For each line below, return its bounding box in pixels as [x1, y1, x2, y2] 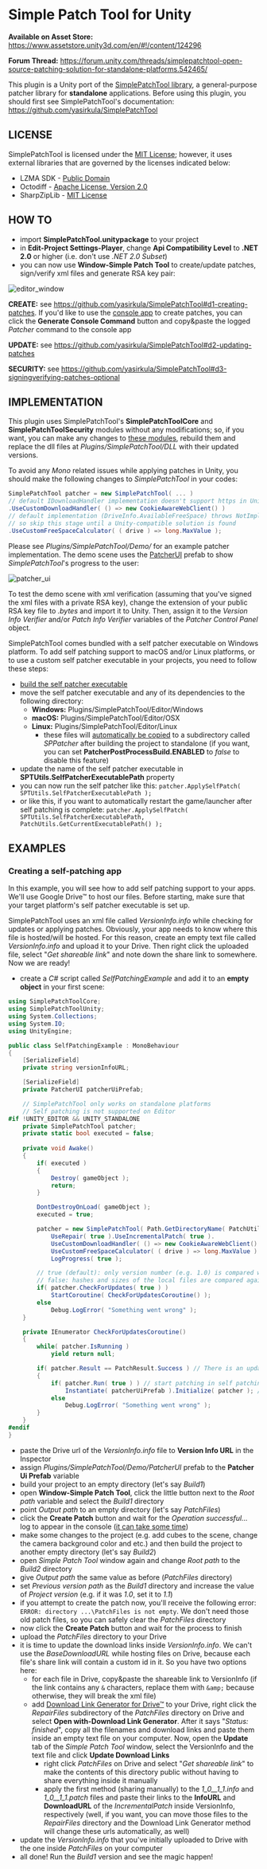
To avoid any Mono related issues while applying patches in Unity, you [8, 466, 238, 476]
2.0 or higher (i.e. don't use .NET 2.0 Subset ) [19, 251, 168, 261]
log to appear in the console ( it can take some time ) [19, 1522, 189, 1531]
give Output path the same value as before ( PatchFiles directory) [19, 1572, 233, 1582]
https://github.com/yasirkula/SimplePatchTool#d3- [60, 364, 227, 374]
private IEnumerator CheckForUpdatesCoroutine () [22, 1328, 187, 1336]
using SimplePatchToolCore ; [8, 997, 102, 1005]
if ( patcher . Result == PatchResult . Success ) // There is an [37, 1365, 244, 1373]
